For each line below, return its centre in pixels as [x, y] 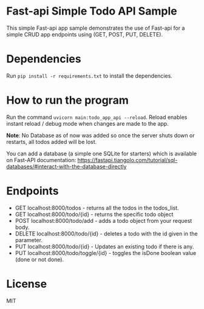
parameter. [29, 240]
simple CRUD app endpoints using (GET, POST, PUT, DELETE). [84, 34]
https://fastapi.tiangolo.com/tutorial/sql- [127, 160]
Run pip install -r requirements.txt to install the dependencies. [90, 76]
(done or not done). [39, 259]
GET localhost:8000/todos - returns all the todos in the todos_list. [97, 208]
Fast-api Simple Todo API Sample [92, 11]
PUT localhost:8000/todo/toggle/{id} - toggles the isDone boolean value [105, 253]
